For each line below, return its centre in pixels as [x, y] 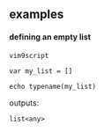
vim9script [29, 55]
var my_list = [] [41, 71]
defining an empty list [50, 37]
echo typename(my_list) [53, 86]
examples [37, 15]
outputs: [24, 103]
